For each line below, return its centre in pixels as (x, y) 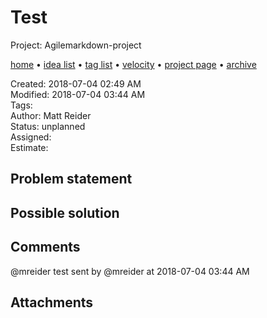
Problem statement (71, 179)
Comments (45, 247)
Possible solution (65, 212)
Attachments (52, 302)
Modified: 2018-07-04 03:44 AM (78, 94)
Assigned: (31, 137)
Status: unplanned (48, 126)
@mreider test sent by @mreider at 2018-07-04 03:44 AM (130, 271)
